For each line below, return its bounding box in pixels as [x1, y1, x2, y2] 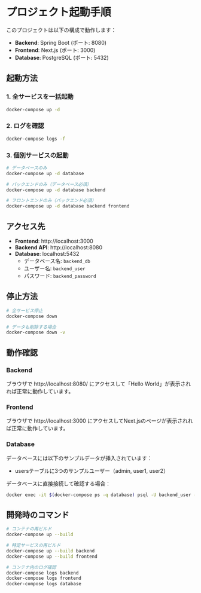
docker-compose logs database [6, 581, 82, 587]
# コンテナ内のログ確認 [6, 564, 57, 570]
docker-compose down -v [6, 329, 66, 335]
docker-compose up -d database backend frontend [6, 203, 130, 209]
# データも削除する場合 [6, 324, 57, 330]
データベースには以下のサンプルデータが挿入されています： [6, 454, 153, 461]
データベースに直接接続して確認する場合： [6, 479, 111, 487]
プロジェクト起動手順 [6, 5, 112, 19]
